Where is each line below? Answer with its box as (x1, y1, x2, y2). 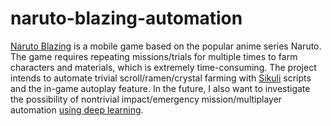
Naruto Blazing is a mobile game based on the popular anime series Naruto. (10, 40, 322, 52)
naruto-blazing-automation (10, 7, 243, 30)
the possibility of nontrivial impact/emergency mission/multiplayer (10, 93, 283, 105)
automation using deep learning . (10, 103, 144, 116)
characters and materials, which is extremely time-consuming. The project (10, 61, 317, 73)
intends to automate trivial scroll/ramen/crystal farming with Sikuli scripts (10, 72, 312, 84)
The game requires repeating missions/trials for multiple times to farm (10, 50, 298, 62)
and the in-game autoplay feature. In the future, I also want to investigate (10, 82, 311, 94)
